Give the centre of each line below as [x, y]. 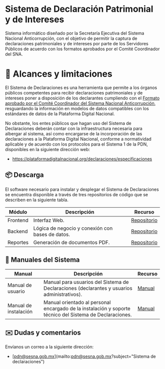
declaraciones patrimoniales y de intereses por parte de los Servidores [77, 43]
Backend [18, 231]
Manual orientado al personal [77, 302]
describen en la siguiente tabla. [37, 200]
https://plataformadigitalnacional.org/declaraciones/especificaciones [82, 159]
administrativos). [63, 294]
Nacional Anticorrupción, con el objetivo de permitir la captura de [71, 38]
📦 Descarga [25, 175]
